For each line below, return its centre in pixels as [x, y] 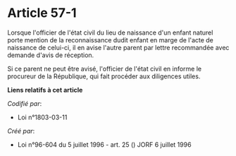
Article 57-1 [42, 13]
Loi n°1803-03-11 [42, 117]
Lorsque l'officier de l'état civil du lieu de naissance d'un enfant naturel [110, 32]
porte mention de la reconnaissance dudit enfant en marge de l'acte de [110, 40]
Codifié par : [25, 103]
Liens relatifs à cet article [45, 90]
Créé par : [21, 131]
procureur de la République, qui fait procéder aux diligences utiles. [104, 76]
